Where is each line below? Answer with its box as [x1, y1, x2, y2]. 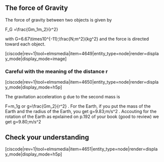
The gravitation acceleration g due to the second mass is [5, 94, 120, 100]
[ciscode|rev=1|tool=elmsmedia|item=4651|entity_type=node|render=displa [5, 146, 158, 152]
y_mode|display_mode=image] [5, 56, 67, 62]
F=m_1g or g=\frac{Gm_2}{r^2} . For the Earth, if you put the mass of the [5, 103, 151, 109]
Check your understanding [5, 133, 89, 141]
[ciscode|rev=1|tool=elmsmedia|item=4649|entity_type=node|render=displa [5, 50, 159, 56]
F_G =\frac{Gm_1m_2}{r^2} [5, 26, 58, 32]
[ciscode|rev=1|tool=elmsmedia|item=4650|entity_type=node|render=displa [5, 79, 159, 85]
